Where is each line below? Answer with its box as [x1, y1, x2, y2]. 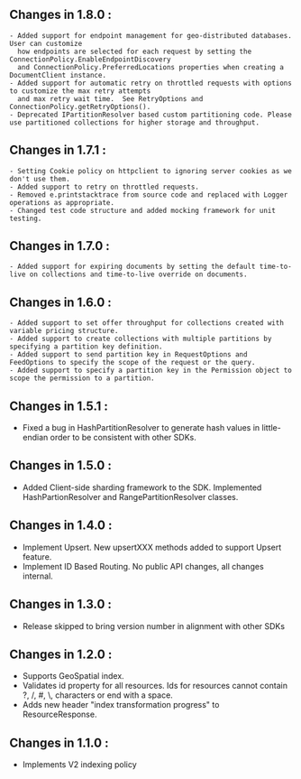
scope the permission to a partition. [9, 374, 155, 383]
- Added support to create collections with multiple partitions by [9, 334, 272, 344]
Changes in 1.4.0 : [9, 518, 113, 533]
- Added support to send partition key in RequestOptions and [9, 350, 248, 359]
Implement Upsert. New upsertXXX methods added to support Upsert [22, 542, 282, 552]
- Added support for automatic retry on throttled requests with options [9, 79, 293, 88]
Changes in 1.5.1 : [9, 398, 108, 413]
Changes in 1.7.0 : [9, 238, 110, 254]
